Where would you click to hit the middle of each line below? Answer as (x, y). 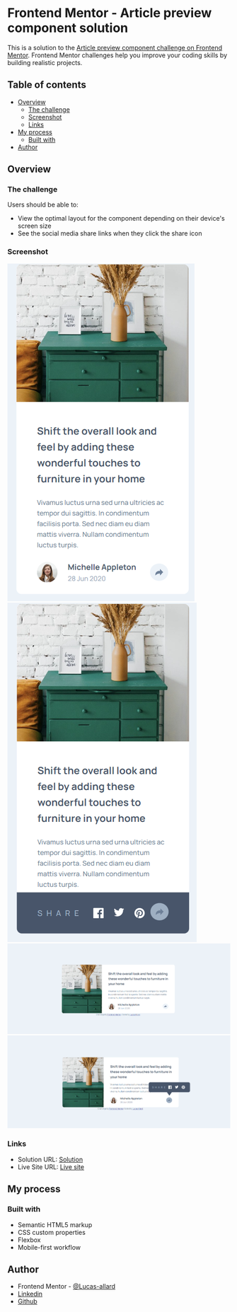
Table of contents (47, 85)
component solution (68, 28)
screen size (34, 226)
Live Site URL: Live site (51, 1167)
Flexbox (29, 1240)
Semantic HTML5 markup (55, 1224)
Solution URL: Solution (50, 1159)
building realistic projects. (45, 62)
